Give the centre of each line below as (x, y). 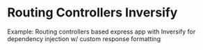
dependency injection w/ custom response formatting (84, 38)
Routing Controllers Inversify (92, 13)
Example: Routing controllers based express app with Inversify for (101, 32)
